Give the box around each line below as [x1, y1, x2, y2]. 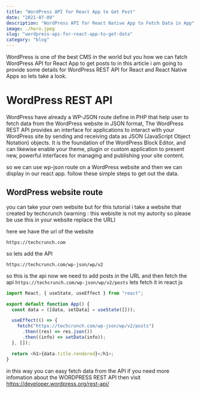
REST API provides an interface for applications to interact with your [6, 126, 175, 133]
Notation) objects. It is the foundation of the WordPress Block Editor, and [6, 139, 186, 146]
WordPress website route [6, 187, 103, 197]
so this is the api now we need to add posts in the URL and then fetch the [6, 272, 187, 279]
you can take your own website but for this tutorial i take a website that [6, 203, 181, 211]
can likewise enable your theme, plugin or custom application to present [6, 145, 184, 152]
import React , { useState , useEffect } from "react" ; [6, 290, 144, 296]
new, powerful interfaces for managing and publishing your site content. [6, 152, 185, 159]
